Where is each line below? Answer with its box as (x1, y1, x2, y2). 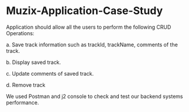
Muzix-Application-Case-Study (6, 4, 163, 18)
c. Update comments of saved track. (6, 70, 94, 77)
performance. (6, 99, 39, 106)
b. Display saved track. (6, 59, 61, 66)
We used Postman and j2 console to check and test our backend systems (6, 93, 183, 100)
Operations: (6, 29, 35, 36)
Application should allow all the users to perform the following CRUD (6, 23, 171, 30)
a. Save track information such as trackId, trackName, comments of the (6, 41, 178, 48)
